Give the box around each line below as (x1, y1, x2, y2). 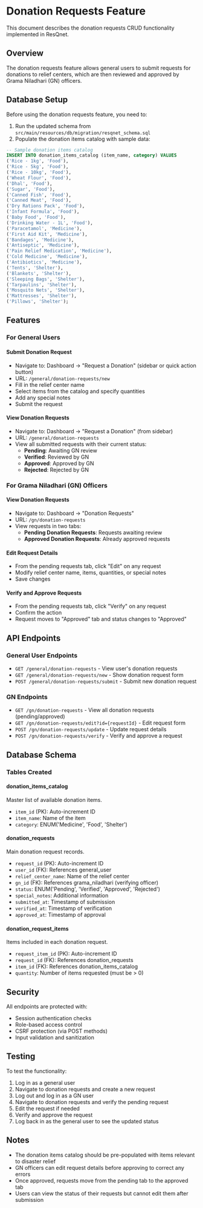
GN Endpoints (6, 693, 48, 701)
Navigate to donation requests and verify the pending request (14, 1098, 169, 1105)
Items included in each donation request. (6, 938, 108, 946)
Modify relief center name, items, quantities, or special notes (14, 569, 166, 577)
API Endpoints (6, 633, 61, 643)
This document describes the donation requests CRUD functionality (6, 24, 175, 31)
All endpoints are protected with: (6, 1003, 88, 1010)
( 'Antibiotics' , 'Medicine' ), (6, 259, 83, 265)
